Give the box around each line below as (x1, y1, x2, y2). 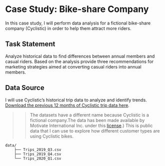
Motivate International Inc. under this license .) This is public (29, 122, 153, 128)
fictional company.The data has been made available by (29, 117, 145, 123)
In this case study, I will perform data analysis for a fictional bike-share (5, 20, 151, 26)
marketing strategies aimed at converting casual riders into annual (5, 63, 141, 69)
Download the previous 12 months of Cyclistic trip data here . (5, 102, 130, 108)
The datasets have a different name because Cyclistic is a (29, 111, 149, 118)
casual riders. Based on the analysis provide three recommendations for (5, 58, 154, 64)
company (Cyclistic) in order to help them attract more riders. (5, 25, 131, 31)
